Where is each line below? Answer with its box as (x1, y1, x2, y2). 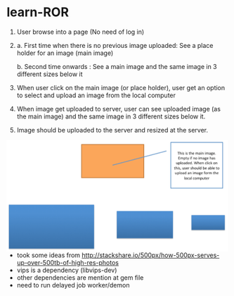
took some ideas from (16, 251, 81, 259)
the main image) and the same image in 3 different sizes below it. (16, 112, 206, 121)
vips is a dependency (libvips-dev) (16, 266, 117, 274)
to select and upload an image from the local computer (16, 91, 176, 99)
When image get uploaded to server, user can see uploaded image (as (16, 104, 221, 113)
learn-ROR (6, 4, 70, 20)
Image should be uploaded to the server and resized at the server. (16, 125, 209, 134)
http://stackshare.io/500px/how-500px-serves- (82, 251, 220, 259)
